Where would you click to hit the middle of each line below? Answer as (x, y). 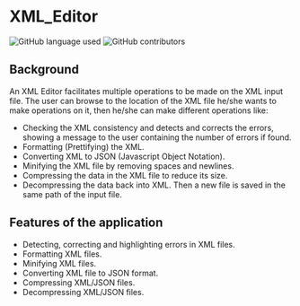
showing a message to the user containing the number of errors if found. (157, 137)
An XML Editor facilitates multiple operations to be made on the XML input (146, 91)
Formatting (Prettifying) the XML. (84, 146)
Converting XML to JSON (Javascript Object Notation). (124, 156)
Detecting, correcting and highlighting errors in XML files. (128, 244)
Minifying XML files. (59, 263)
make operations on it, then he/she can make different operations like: (139, 110)
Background (44, 70)
